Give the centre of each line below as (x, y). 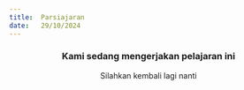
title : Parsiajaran (47, 17)
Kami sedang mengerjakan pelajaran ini (149, 56)
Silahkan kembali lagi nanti (149, 75)
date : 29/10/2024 (45, 26)
